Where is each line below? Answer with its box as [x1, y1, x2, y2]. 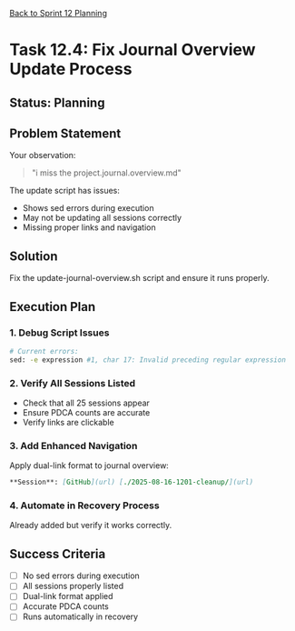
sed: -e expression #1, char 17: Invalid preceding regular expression [9, 355, 286, 365]
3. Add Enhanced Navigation [9, 439, 138, 452]
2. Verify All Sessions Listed [9, 376, 136, 389]
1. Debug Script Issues [9, 326, 110, 339]
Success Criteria [9, 546, 106, 562]
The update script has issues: [9, 185, 121, 196]
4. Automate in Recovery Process [9, 499, 161, 512]
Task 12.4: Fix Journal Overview [9, 40, 256, 60]
